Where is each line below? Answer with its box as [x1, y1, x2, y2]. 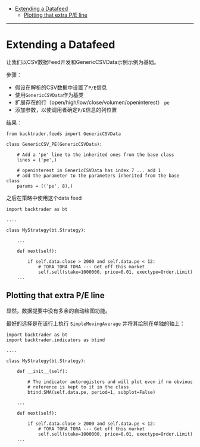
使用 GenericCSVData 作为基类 [14, 91, 85, 98]
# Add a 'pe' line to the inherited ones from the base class [17, 152, 174, 158]
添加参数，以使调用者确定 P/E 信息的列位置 [14, 106, 117, 113]
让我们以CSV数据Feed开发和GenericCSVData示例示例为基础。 [6, 58, 160, 65]
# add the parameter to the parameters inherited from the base [17, 173, 180, 179]
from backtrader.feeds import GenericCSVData [6, 131, 121, 137]
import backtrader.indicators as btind [6, 337, 105, 343]
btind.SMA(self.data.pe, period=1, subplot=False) [27, 389, 156, 395]
